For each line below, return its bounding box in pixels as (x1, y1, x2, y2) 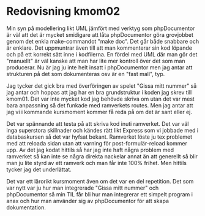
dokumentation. (6, 204, 46, 211)
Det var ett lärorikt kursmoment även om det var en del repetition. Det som (6, 177, 194, 185)
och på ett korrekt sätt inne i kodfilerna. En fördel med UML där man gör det (6, 50, 198, 58)
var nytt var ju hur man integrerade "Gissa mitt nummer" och (6, 184, 159, 191)
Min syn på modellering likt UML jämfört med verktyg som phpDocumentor (6, 25, 195, 32)
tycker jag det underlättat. (6, 166, 72, 173)
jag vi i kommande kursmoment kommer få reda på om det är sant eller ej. (6, 108, 193, 115)
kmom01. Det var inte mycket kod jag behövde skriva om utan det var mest (6, 95, 195, 102)
